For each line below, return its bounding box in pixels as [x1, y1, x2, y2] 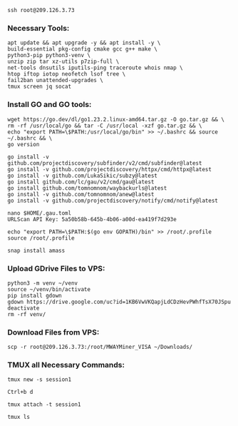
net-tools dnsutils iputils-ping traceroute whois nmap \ [7, 64, 183, 71]
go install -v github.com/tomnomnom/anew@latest [7, 191, 155, 198]
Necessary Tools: [7, 23, 70, 33]
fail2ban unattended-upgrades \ [7, 77, 103, 84]
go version [7, 141, 40, 148]
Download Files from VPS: [7, 327, 100, 337]
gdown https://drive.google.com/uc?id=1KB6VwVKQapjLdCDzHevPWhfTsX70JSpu [7, 298, 232, 305]
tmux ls [7, 414, 31, 421]
